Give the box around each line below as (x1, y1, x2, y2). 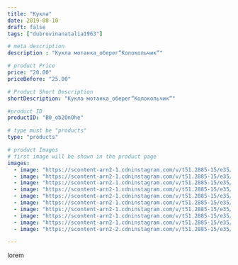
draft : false (7, 23, 46, 30)
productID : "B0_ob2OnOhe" (7, 114, 84, 121)
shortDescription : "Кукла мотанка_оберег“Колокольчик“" (7, 95, 176, 102)
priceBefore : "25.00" (7, 75, 72, 82)
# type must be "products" (7, 127, 87, 135)
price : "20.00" (7, 69, 52, 76)
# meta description (7, 43, 65, 50)
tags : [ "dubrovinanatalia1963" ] (7, 30, 103, 38)
